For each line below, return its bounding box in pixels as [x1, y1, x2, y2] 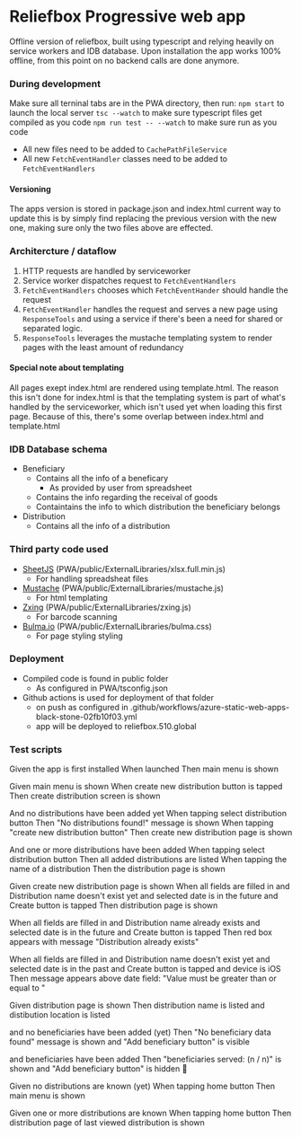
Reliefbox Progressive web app [9, 6, 246, 27]
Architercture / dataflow [9, 245, 117, 258]
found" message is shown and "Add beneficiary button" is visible [9, 1036, 250, 1047]
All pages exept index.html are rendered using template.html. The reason [9, 382, 279, 392]
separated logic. [22, 322, 83, 333]
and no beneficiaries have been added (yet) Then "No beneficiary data [9, 1027, 271, 1038]
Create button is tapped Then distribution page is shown [9, 900, 218, 911]
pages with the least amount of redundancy [22, 341, 184, 352]
